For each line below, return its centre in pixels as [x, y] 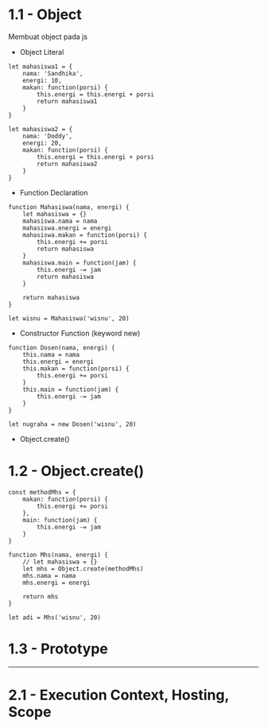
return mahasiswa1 [67, 101]
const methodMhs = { [43, 492]
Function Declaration [54, 192]
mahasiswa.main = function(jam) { [79, 263]
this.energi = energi [58, 362]
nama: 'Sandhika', [53, 73]
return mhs [41, 596]
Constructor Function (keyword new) [80, 333]
